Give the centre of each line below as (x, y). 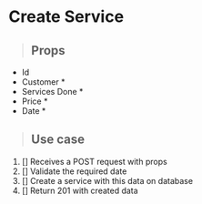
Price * (35, 101)
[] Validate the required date (74, 171)
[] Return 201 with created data (80, 190)
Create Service (66, 17)
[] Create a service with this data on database (107, 180)
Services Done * (52, 92)
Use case (58, 140)
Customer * (43, 82)
